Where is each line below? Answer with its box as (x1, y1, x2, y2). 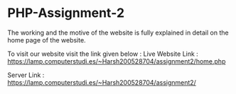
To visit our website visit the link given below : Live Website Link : (7, 49, 199, 58)
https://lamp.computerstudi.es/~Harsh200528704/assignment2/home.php (7, 57, 226, 65)
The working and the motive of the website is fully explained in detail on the (7, 28, 229, 37)
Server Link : (7, 71, 45, 79)
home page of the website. (7, 35, 87, 44)
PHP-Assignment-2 (7, 5, 125, 21)
